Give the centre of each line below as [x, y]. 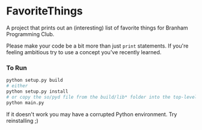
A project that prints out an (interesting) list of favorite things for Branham [97, 28]
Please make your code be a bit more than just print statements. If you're [97, 46]
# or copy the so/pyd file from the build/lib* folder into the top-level [102, 97]
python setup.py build [35, 80]
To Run [17, 67]
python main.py [25, 103]
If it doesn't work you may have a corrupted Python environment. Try [92, 114]
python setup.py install [37, 91]
